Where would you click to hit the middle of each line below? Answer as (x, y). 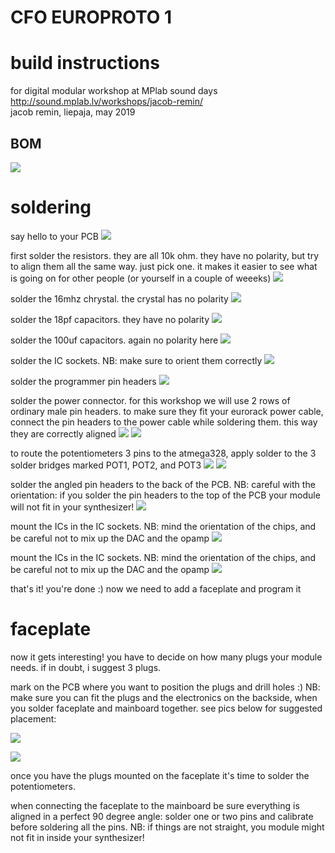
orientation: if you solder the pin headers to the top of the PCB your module (165, 495)
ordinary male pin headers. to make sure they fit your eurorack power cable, (167, 411)
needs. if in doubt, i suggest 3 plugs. (86, 667)
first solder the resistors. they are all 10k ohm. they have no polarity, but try (165, 255)
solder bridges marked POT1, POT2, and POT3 (106, 465)
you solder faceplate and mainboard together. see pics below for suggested (166, 708)
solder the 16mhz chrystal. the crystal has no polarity (119, 298)
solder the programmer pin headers (83, 381)
